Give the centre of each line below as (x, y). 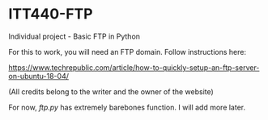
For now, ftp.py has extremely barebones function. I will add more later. (127, 107)
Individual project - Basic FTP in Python (74, 36)
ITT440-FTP (51, 14)
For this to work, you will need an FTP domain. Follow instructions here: (128, 52)
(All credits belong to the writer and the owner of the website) (111, 91)
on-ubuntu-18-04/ (38, 76)
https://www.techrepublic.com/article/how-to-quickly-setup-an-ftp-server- (134, 67)
